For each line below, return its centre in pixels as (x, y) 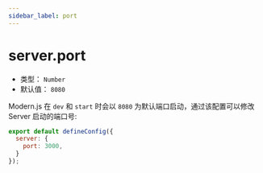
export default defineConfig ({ (61, 131)
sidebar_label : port (43, 16)
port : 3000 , (43, 146)
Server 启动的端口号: (43, 116)
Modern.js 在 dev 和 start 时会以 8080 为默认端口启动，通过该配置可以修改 (131, 106)
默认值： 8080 (43, 89)
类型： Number (43, 79)
